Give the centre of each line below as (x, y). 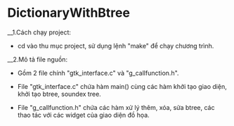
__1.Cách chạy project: (39, 32)
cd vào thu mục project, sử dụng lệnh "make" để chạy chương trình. (116, 45)
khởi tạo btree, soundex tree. (59, 94)
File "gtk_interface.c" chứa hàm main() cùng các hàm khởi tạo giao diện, (122, 86)
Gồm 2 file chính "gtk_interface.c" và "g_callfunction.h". (98, 73)
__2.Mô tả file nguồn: (38, 59)
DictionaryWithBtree (69, 13)
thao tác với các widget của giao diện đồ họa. (83, 115)
